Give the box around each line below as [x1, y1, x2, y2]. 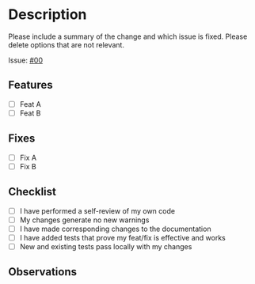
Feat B [19, 108, 41, 118]
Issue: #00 [8, 55, 44, 65]
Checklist [8, 185, 57, 199]
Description [8, 6, 87, 24]
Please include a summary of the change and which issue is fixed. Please [8, 32, 248, 41]
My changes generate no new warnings [19, 215, 150, 225]
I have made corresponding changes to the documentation [19, 224, 211, 233]
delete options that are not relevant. [8, 40, 125, 49]
